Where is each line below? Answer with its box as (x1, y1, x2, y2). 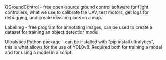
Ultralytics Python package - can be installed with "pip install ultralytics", (5, 39, 154, 45)
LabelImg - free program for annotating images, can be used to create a (5, 24, 153, 30)
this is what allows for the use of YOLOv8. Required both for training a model (5, 44, 162, 50)
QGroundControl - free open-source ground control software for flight (5, 4, 149, 10)
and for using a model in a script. (5, 49, 73, 55)
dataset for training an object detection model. (5, 30, 100, 35)
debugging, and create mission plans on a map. (5, 15, 103, 20)
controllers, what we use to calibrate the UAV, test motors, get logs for (5, 9, 149, 15)
